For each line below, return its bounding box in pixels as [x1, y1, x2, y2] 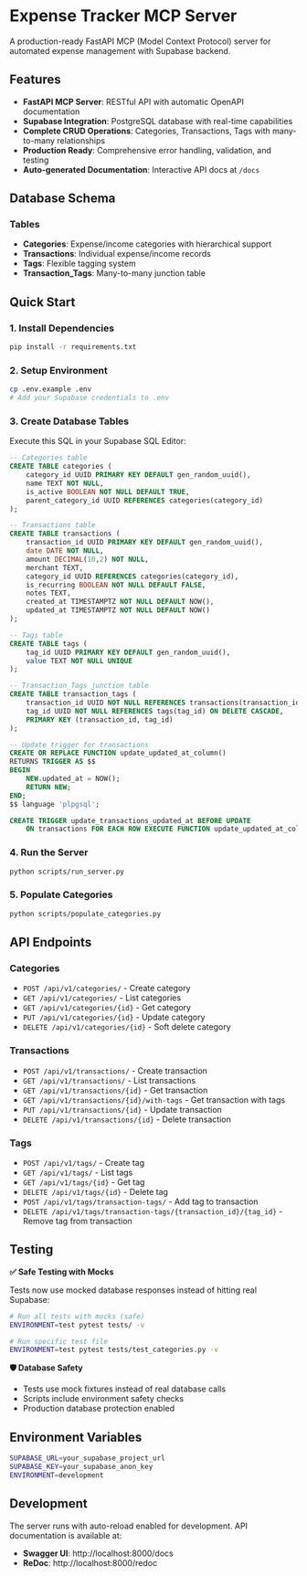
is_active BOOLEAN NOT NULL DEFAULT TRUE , [26, 487, 190, 496]
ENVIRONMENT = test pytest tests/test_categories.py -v [9, 1345, 219, 1355]
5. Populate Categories [9, 888, 113, 901]
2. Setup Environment [9, 364, 108, 376]
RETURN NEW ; [26, 782, 71, 791]
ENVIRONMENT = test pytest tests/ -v [9, 1320, 145, 1329]
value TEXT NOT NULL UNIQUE [26, 656, 132, 665]
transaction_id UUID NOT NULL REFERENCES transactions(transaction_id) [26, 698, 304, 708]
